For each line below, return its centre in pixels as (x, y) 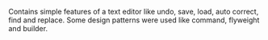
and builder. (28, 28)
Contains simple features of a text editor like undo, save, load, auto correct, (134, 12)
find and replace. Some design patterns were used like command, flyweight (134, 20)
